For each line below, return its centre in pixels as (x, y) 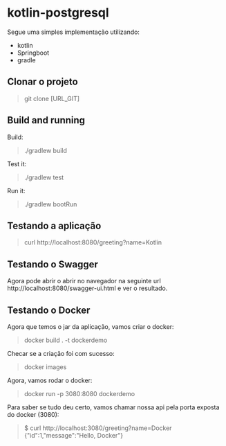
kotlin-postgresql (58, 13)
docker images (45, 367)
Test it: (17, 163)
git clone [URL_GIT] (52, 98)
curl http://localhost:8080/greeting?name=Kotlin (93, 242)
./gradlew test (44, 177)
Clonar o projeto (43, 82)
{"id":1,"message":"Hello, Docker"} (74, 435)
